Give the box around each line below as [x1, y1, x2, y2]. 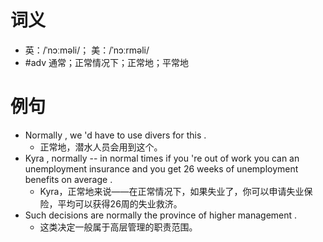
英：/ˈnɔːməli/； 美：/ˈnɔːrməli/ [24, 44, 150, 56]
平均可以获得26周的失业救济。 [57, 197, 183, 210]
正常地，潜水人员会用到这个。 [39, 141, 163, 153]
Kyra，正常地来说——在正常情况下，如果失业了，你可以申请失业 [39, 185, 305, 197]
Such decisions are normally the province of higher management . [24, 209, 298, 221]
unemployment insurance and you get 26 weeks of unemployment [24, 162, 299, 175]
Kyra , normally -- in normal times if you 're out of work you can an [24, 152, 300, 164]
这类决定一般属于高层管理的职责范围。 [39, 221, 198, 233]
